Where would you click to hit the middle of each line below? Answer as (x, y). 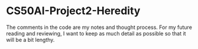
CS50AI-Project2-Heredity (73, 11)
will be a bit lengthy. (30, 40)
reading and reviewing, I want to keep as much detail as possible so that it (96, 33)
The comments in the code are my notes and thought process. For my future (99, 27)
